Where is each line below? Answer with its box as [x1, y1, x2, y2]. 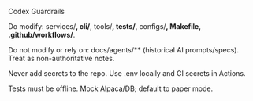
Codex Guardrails [8, 7, 65, 16]
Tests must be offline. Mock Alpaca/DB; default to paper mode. [8, 84, 214, 93]
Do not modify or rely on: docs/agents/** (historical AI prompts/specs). [8, 45, 239, 54]
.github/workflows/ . [8, 31, 76, 39]
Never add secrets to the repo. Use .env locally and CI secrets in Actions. [8, 69, 246, 78]
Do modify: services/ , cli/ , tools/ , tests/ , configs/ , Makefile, [8, 22, 201, 31]
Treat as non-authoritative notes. [8, 54, 115, 63]
